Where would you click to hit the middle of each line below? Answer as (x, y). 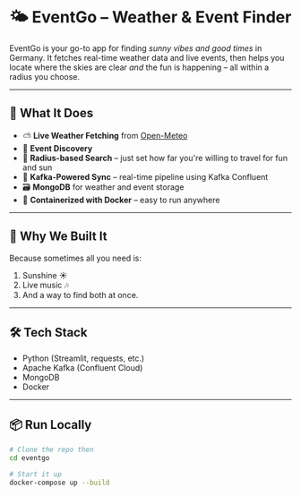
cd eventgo (30, 458)
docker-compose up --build (60, 483)
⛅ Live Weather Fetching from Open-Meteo (105, 135)
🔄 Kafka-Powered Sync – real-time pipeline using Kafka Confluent (145, 176)
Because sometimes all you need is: (75, 258)
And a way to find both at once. (80, 295)
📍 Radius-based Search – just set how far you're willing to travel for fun (155, 158)
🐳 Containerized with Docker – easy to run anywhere (121, 200)
